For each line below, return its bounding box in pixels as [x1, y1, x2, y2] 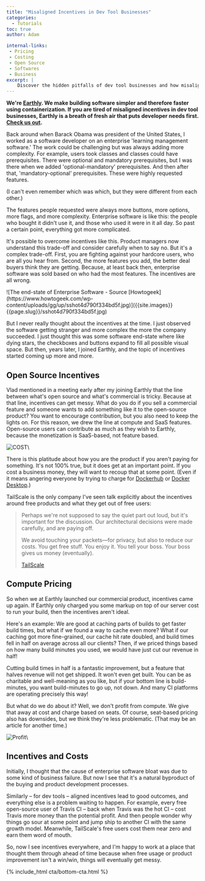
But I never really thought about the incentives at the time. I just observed [6, 320, 191, 327]
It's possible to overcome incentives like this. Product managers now [6, 238, 179, 245]
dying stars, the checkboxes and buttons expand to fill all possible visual [6, 339, 189, 347]
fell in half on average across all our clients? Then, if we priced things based [6, 640, 198, 647]
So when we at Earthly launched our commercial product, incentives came [6, 595, 193, 602]
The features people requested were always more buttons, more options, [6, 206, 190, 214]
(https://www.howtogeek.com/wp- [6, 295, 93, 303]
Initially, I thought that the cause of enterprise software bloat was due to [6, 767, 187, 775]
